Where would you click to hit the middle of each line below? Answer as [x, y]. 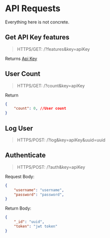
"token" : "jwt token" [36, 227]
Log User [19, 128]
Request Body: [20, 177]
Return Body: [18, 208]
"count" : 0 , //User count [40, 109]
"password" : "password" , [39, 195]
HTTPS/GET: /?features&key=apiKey [53, 49]
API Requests [33, 9]
